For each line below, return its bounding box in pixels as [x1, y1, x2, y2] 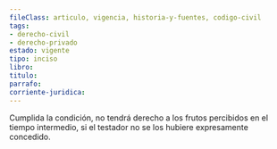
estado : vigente [9, 46, 70, 55]
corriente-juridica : [9, 87, 87, 96]
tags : [9, 21, 29, 30]
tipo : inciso [9, 54, 58, 63]
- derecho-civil [9, 29, 70, 38]
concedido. [9, 131, 51, 142]
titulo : [9, 71, 38, 80]
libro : [9, 63, 34, 72]
